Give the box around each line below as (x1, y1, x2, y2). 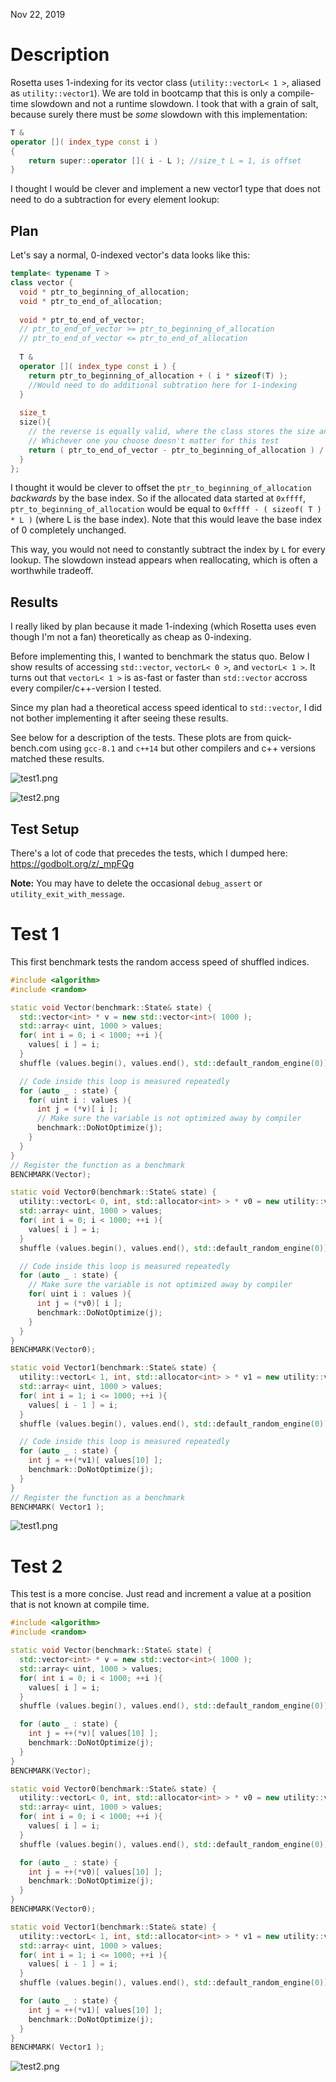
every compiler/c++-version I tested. (10, 682, 162, 694)
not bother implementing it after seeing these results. (10, 712, 229, 724)
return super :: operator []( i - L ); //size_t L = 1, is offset (28, 155, 302, 166)
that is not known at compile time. (10, 1599, 150, 1611)
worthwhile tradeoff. (10, 565, 94, 577)
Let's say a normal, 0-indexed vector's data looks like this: (10, 249, 251, 261)
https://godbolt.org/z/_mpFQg (10, 858, 135, 869)
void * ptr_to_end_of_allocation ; (19, 296, 163, 306)
